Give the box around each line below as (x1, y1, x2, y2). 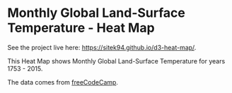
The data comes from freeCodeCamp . (7, 77, 119, 86)
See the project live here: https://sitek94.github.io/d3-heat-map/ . (7, 43, 197, 51)
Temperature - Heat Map (7, 20, 155, 36)
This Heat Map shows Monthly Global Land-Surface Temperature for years (7, 56, 226, 65)
